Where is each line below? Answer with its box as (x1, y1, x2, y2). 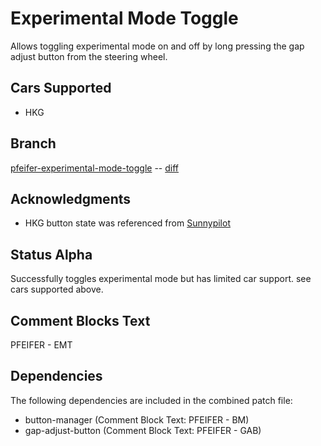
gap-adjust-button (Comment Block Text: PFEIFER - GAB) (24, 424, 262, 436)
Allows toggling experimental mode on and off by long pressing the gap (10, 40, 305, 52)
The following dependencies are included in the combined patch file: (10, 394, 293, 406)
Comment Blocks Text (10, 312, 151, 329)
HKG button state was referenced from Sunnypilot (24, 217, 231, 229)
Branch (10, 135, 57, 152)
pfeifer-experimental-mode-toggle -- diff (10, 162, 179, 174)
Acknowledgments (10, 190, 132, 207)
